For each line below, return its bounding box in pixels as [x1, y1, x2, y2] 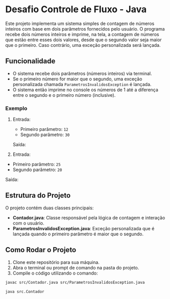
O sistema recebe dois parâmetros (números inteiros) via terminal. [12, 70, 152, 76]
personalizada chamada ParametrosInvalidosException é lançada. [12, 81, 152, 87]
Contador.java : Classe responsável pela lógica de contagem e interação [12, 214, 165, 221]
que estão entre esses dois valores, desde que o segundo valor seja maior [5, 37, 162, 43]
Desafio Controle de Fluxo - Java [5, 4, 147, 15]
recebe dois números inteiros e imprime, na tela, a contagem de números [5, 31, 159, 37]
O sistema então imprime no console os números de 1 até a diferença [12, 87, 158, 93]
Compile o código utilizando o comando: [12, 270, 98, 276]
